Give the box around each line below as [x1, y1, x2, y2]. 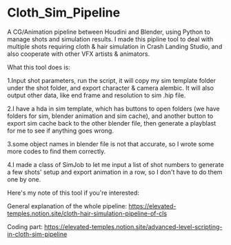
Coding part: [7, 222, 43, 231]
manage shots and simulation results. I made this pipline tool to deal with [7, 35, 214, 43]
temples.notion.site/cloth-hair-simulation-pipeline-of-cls [7, 209, 168, 217]
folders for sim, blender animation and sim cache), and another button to [7, 112, 214, 120]
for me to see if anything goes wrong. [7, 126, 114, 135]
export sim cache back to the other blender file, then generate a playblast [7, 119, 217, 127]
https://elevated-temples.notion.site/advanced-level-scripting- [44, 222, 223, 231]
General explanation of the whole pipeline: [7, 202, 128, 210]
